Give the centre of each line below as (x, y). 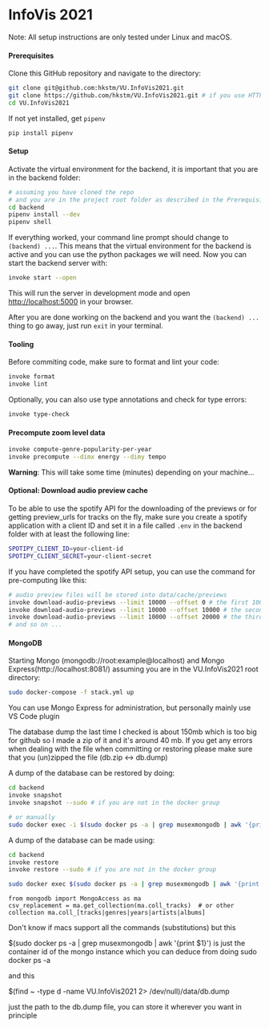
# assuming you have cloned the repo (71, 192)
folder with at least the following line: (69, 534)
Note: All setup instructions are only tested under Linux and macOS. (120, 37)
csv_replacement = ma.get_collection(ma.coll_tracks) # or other (121, 906)
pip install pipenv (41, 133)
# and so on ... (35, 625)
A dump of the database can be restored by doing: (92, 773)
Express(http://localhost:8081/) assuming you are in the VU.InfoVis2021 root (133, 669)
